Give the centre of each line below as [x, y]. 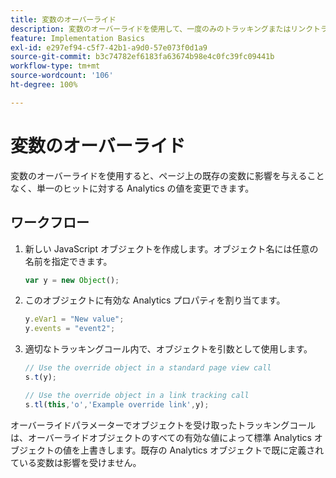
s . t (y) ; [40, 377]
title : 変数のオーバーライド [63, 19]
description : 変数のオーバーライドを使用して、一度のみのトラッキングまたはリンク [162, 29]
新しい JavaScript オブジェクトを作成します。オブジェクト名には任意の [171, 248]
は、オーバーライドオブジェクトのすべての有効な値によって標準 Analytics [161, 437]
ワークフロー [50, 222]
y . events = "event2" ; [70, 329]
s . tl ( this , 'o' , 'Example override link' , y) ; [117, 404]
